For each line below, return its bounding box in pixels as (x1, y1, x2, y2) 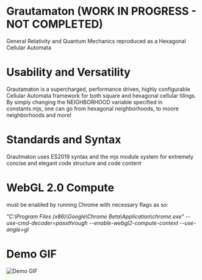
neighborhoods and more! (6, 111, 72, 118)
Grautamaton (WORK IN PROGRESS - (6, 4, 197, 18)
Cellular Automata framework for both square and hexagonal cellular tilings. (6, 92, 197, 99)
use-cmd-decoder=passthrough (6, 219, 88, 226)
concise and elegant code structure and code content (6, 159, 142, 167)
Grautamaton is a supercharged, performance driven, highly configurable (6, 85, 190, 93)
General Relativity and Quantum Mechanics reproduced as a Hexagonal (6, 37, 186, 45)
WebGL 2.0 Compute (6, 181, 115, 195)
